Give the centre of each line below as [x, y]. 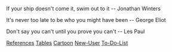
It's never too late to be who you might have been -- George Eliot [86, 20]
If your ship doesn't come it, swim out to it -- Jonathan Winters [84, 9]
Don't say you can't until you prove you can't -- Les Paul [76, 31]
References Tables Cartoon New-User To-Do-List [67, 43]
